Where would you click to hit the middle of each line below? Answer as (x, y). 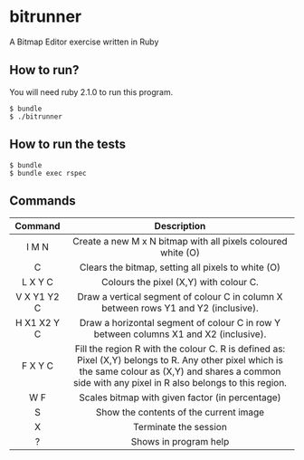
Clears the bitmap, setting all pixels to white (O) (180, 267)
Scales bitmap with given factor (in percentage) (180, 398)
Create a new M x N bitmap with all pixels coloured (180, 242)
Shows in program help (180, 442)
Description (180, 226)
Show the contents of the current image (180, 412)
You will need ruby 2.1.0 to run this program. (91, 91)
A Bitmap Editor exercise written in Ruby (84, 42)
